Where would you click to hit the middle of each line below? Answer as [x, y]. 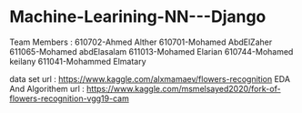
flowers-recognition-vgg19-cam [69, 98]
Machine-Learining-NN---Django [138, 17]
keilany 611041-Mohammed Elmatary [78, 61]
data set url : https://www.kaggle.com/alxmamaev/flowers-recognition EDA [150, 78]
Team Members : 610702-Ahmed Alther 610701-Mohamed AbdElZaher [141, 42]
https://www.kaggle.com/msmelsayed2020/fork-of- [183, 88]
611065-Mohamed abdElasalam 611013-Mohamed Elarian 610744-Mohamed [151, 51]
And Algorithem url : [47, 88]
